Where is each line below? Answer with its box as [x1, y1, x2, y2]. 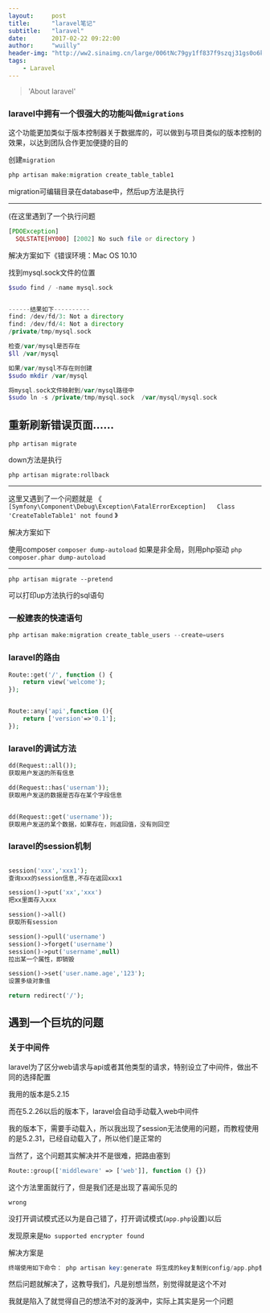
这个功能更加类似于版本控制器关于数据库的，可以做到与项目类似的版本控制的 [8, 128, 262, 138]
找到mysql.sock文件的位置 [8, 267, 96, 277]
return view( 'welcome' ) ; [22, 678, 106, 686]
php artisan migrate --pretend [8, 575, 113, 584]
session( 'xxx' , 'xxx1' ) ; [8, 867, 88, 875]
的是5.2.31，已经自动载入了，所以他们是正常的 [8, 1133, 162, 1143]
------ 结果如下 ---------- [8, 305, 91, 313]
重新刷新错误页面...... [8, 418, 115, 432]
